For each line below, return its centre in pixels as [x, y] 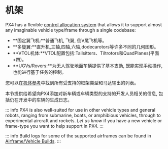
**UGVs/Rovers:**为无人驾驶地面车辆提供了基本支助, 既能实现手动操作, [88, 66]
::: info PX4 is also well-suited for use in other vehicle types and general [80, 110]
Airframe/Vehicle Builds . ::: [33, 141]
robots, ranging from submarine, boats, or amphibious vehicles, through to [83, 115]
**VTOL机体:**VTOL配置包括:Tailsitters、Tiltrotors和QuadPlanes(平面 [86, 53]
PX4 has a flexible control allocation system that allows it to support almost [84, 24]
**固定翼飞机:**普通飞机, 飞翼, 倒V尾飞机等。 [60, 40]
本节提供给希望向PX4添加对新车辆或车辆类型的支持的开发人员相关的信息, [81, 93]
